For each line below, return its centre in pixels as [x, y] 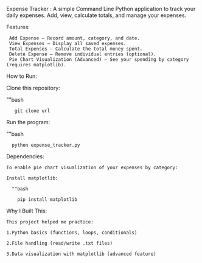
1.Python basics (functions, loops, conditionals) [72, 233]
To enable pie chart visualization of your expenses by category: [92, 167]
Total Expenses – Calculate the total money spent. [76, 49]
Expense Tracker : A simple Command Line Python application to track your [101, 9]
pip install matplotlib [47, 200]
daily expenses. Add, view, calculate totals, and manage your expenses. [96, 15]
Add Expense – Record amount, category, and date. [74, 38]
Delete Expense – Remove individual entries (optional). [82, 54]
